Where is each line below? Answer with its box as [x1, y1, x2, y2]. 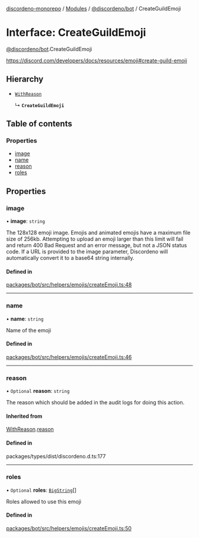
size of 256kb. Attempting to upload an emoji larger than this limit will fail [6, 235, 184, 243]
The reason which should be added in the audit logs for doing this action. [6, 399, 185, 406]
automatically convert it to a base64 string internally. [6, 254, 134, 262]
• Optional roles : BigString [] [6, 486, 77, 493]
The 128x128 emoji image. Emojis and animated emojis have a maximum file [6, 229, 191, 237]
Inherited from [6, 413, 43, 420]
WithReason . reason [6, 426, 54, 433]
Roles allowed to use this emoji [6, 498, 82, 505]
